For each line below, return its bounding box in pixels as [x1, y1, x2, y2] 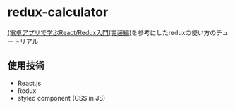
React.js [17, 79, 42, 87]
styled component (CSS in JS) [17, 94, 106, 102]
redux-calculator [7, 4, 109, 20]
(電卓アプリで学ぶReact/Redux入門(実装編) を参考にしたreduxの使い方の [7, 28, 217, 37]
